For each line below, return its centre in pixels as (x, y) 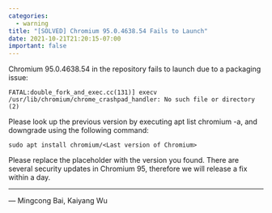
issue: (18, 78)
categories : (28, 16)
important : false (38, 46)
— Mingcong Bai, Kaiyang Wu (58, 201)
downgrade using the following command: (79, 130)
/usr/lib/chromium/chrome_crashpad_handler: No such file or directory (132, 100)
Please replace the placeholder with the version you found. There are (124, 160)
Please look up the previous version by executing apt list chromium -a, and (133, 121)
